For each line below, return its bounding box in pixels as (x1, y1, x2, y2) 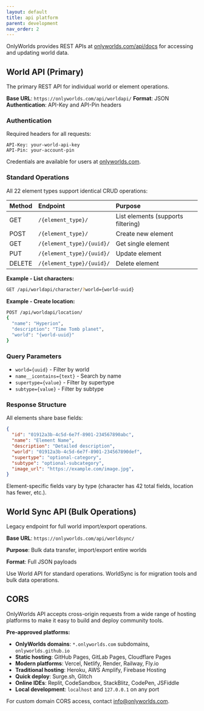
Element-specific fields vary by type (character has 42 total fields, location (6, 483, 194, 490)
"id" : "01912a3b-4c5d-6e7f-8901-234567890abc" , (12, 432, 135, 438)
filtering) (115, 219, 141, 228)
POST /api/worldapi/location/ (6, 309, 83, 316)
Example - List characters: (6, 275, 75, 282)
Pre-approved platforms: (6, 628, 70, 635)
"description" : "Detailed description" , (12, 443, 115, 449)
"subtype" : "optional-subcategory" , (12, 460, 104, 466)
